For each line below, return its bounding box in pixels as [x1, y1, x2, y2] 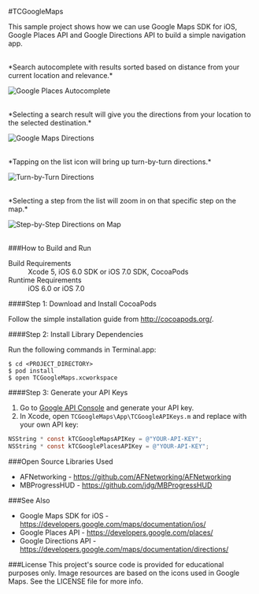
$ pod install [8, 367, 55, 375]
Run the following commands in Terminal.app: [8, 345, 157, 354]
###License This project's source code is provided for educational [8, 559, 224, 569]
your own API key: [19, 420, 79, 429]
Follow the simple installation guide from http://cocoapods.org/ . [8, 315, 214, 323]
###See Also [8, 495, 50, 505]
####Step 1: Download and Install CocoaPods [8, 299, 157, 308]
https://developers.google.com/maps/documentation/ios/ [19, 519, 206, 529]
